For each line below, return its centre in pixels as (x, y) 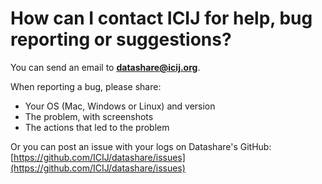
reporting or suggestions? (121, 39)
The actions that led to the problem (97, 127)
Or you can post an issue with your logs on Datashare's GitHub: (141, 146)
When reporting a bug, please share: (86, 86)
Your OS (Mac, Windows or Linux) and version (120, 106)
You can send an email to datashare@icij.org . (105, 67)
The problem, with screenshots (89, 116)
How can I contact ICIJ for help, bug (161, 18)
